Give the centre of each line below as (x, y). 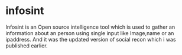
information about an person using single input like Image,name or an (90, 33)
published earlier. (27, 46)
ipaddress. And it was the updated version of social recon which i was (91, 39)
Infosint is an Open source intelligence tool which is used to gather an (90, 27)
